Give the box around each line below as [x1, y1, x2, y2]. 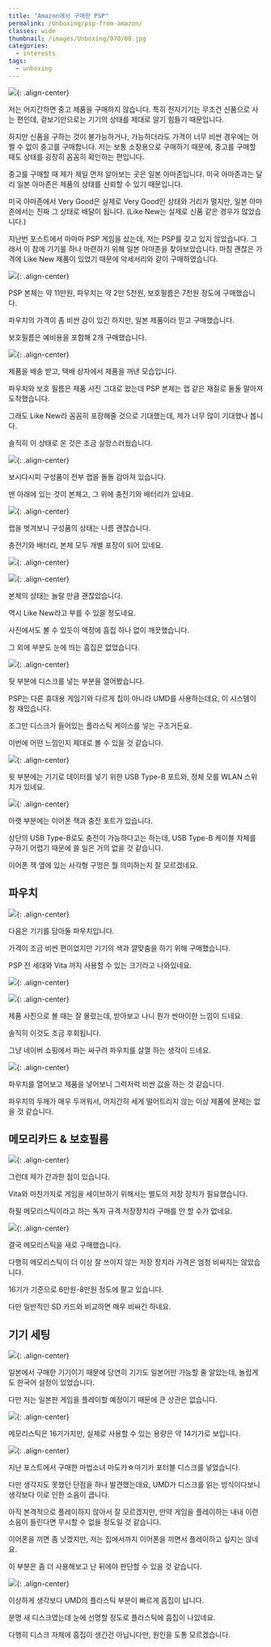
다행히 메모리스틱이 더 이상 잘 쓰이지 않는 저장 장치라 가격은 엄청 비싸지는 [8, 1257, 239, 1267]
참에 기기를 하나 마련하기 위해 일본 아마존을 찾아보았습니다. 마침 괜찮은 [32, 243, 255, 253]
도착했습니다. [8, 393, 50, 403]
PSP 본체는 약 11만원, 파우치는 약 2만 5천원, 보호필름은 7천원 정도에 [8, 288, 221, 298]
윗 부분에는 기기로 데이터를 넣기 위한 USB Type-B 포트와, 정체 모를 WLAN [8, 772, 243, 781]
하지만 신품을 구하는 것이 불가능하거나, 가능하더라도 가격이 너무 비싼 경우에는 [8, 131, 251, 142]
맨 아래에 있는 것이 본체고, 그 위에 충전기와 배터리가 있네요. [8, 489, 194, 498]
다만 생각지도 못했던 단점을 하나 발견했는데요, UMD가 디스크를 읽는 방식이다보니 [8, 1480, 260, 1489]
